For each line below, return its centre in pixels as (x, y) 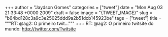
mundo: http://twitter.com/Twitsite (40, 29)
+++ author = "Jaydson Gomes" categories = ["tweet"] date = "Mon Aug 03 (84, 7)
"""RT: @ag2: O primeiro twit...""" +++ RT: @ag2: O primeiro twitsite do (79, 23)
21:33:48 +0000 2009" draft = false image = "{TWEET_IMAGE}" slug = (79, 13)
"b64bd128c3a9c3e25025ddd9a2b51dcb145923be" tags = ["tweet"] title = (83, 18)
